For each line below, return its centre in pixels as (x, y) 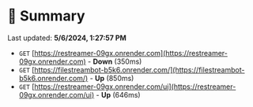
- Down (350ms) (115, 61)
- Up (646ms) (118, 94)
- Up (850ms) (112, 78)
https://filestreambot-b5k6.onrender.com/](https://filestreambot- (140, 69)
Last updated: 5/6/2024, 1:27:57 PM (67, 38)
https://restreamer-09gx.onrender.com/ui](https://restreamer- (135, 87)
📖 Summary (46, 16)
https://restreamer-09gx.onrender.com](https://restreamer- (131, 53)
